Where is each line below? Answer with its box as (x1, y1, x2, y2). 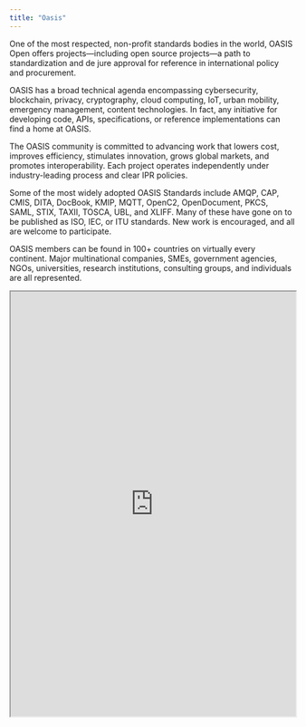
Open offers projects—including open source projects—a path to (9, 47, 251, 59)
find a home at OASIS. (9, 123, 92, 134)
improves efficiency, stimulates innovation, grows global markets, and (9, 150, 270, 161)
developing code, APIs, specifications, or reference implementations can (9, 113, 281, 124)
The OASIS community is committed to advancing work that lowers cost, (9, 141, 280, 151)
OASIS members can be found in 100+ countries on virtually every (9, 243, 256, 254)
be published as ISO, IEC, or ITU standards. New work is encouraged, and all (9, 216, 295, 227)
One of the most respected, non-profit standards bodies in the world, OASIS (9, 38, 293, 49)
